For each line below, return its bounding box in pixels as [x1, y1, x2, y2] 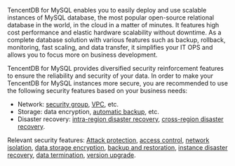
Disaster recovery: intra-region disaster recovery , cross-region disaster [17, 115, 224, 123]
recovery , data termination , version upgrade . [7, 151, 136, 159]
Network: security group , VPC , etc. [17, 100, 119, 108]
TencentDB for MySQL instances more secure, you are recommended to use [7, 79, 228, 87]
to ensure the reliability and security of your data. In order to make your [7, 71, 214, 80]
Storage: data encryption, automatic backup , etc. [17, 108, 160, 116]
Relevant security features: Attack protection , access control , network [7, 136, 210, 144]
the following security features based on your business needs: [7, 87, 188, 95]
